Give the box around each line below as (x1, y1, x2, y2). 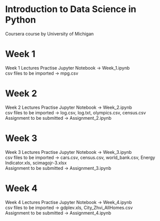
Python (5, 14, 36, 26)
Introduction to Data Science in (5, 4, 136, 15)
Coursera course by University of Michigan (5, 31, 94, 37)
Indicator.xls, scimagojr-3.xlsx (5, 159, 67, 166)
